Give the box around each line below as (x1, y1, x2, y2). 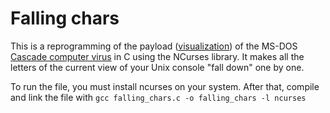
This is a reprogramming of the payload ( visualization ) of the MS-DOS (10, 40, 298, 52)
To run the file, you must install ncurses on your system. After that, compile (10, 80, 320, 92)
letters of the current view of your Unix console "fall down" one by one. (10, 61, 305, 73)
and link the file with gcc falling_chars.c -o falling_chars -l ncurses (10, 91, 307, 103)
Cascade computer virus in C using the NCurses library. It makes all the (10, 50, 305, 62)
